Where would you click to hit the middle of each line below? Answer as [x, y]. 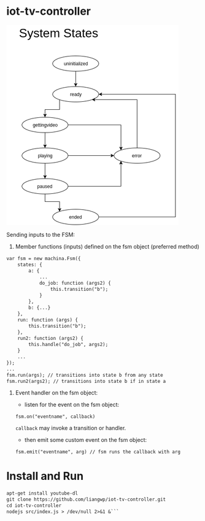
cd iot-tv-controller [34, 505]
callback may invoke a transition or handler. [71, 428]
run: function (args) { [48, 320]
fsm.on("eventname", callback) [55, 416]
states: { [30, 264]
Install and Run [45, 476]
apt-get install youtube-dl [42, 493]
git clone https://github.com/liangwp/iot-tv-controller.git [86, 499]
